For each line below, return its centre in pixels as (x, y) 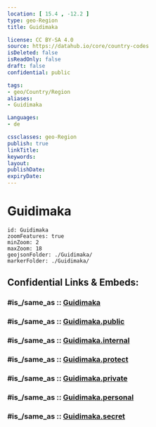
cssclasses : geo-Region (42, 137)
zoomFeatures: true (36, 236)
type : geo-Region (33, 20)
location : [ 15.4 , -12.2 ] (48, 14)
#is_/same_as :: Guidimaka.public (66, 322)
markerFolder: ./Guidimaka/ (48, 261)
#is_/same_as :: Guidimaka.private (67, 378)
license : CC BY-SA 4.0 (40, 40)
